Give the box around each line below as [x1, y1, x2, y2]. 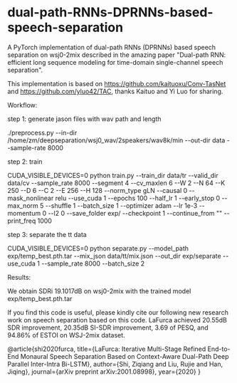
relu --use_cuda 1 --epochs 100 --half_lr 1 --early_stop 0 [55, 194, 221, 202]
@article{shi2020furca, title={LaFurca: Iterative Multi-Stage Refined [7, 345, 206, 353]
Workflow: [7, 100, 38, 109]
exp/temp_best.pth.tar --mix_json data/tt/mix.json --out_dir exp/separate [7, 251, 222, 260]
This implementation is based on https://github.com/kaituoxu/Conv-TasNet [7, 79, 226, 88]
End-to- [207, 345, 231, 353]
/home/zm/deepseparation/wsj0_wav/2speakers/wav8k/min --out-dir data [7, 136, 226, 145]
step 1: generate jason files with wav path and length [7, 115, 162, 123]
